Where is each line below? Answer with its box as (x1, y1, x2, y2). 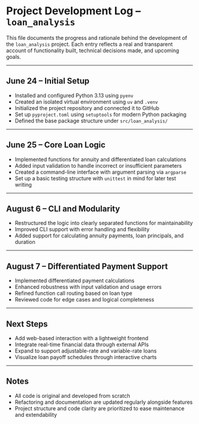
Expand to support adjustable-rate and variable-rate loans (14, 347, 157, 354)
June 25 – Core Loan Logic (6, 140, 105, 150)
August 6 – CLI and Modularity (6, 203, 120, 213)
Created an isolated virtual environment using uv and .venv (14, 98, 158, 105)
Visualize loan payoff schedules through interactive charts (14, 354, 157, 360)
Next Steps (6, 319, 48, 329)
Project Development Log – (6, 4, 141, 18)
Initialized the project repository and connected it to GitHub (14, 104, 160, 111)
